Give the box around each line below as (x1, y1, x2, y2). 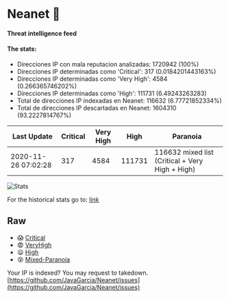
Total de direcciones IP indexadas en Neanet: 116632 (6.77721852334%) (16, 96, 222, 105)
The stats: (7, 45, 37, 53)
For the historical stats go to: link (7, 195, 99, 203)
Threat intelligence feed (7, 29, 77, 37)
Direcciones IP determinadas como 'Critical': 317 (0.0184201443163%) (16, 67, 217, 75)
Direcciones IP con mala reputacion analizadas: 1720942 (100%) (16, 60, 199, 68)
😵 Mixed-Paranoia (16, 255, 71, 263)
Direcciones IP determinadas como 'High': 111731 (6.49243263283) (16, 89, 207, 97)
